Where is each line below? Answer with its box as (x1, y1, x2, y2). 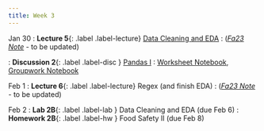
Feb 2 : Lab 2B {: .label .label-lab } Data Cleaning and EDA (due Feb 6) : (8, 105, 239, 114)
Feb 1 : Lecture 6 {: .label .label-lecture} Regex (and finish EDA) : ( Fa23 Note (8, 81, 256, 91)
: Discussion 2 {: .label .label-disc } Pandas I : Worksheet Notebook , (8, 57, 229, 67)
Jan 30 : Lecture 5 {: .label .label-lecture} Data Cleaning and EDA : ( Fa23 (8, 33, 244, 43)
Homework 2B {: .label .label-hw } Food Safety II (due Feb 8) (8, 113, 205, 123)
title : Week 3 (8, 11, 55, 20)
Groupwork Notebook (8, 65, 79, 75)
